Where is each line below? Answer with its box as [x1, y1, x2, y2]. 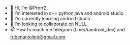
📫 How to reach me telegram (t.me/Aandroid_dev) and [10, 27, 125, 32]
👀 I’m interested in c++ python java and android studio [10, 10, 124, 16]
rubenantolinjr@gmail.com [10, 34, 66, 40]
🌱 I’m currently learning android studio [10, 16, 90, 21]
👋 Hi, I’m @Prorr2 [10, 5, 47, 11]
